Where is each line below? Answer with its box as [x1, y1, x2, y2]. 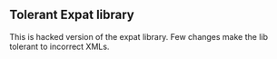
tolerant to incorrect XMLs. [9, 41, 110, 52]
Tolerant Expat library [9, 7, 134, 23]
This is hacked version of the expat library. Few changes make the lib [9, 31, 268, 42]
